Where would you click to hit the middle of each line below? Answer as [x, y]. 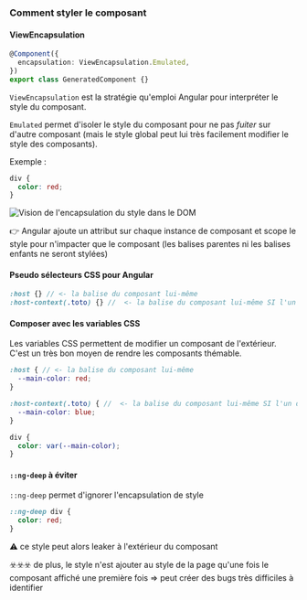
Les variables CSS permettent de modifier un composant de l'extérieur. [143, 344]
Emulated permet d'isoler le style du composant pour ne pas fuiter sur [140, 124]
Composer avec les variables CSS [75, 323]
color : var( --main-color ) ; [69, 445]
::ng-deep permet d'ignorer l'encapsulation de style [106, 495]
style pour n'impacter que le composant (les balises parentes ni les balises [150, 244]
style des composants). [53, 144]
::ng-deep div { [40, 512]
